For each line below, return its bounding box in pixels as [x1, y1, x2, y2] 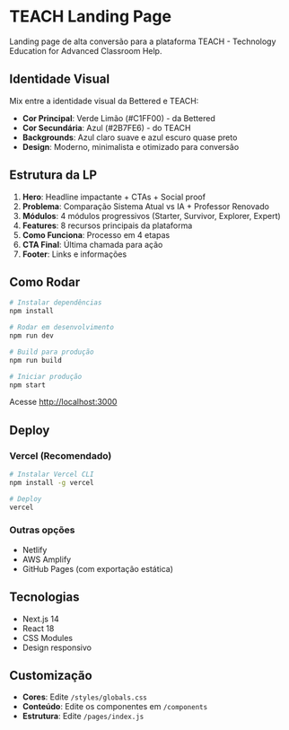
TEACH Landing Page [9, 6, 172, 27]
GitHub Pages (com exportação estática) [22, 563, 173, 574]
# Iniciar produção [9, 372, 83, 381]
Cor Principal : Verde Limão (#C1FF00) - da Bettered [22, 112, 215, 123]
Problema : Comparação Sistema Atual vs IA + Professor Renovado [22, 200, 269, 212]
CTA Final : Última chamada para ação [22, 239, 163, 250]
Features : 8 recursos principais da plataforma [22, 220, 193, 231]
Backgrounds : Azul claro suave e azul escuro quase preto [22, 132, 238, 143]
